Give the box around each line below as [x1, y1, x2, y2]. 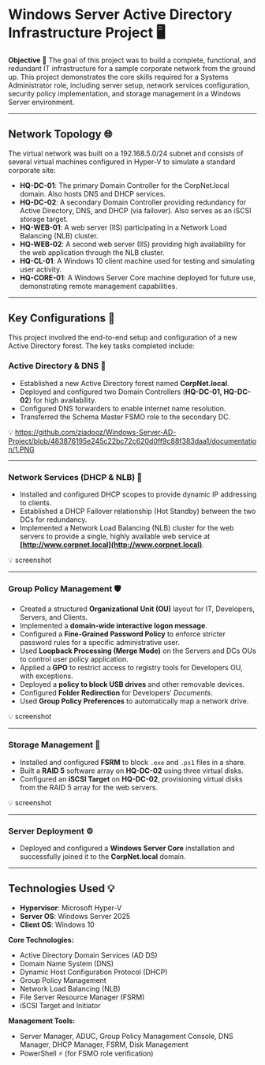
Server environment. [8, 97, 75, 107]
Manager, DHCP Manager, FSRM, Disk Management [19, 1040, 188, 1049]
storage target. [19, 214, 69, 223]
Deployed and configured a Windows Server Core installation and [19, 843, 235, 853]
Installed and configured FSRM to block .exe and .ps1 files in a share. [19, 757, 246, 767]
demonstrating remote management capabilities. [19, 281, 177, 291]
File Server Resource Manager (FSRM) [19, 992, 145, 1002]
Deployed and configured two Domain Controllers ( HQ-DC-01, [19, 387, 222, 396]
